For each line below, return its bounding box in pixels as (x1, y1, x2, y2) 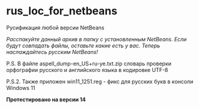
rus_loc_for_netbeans (6, 4, 118, 18)
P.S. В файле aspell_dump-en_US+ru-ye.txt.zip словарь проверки (6, 60, 172, 67)
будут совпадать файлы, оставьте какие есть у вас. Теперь (6, 42, 161, 49)
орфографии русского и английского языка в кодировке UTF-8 (6, 66, 168, 73)
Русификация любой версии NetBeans (6, 24, 105, 31)
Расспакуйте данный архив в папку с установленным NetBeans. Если (6, 35, 187, 43)
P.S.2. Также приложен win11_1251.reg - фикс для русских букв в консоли (6, 78, 194, 85)
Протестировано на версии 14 (6, 96, 86, 103)
